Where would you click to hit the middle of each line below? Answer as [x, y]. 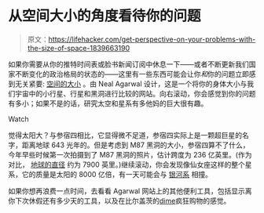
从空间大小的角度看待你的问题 [105, 16]
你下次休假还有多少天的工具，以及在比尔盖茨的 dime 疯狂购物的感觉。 [119, 200]
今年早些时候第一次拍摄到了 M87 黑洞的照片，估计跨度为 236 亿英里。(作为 [130, 154]
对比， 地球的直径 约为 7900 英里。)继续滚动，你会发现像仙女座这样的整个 [126, 164]
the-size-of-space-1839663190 [79, 48]
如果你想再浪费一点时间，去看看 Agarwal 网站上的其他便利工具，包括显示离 [130, 191]
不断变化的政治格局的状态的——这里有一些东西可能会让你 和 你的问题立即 [132, 74]
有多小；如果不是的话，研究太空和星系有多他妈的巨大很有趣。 [108, 103]
